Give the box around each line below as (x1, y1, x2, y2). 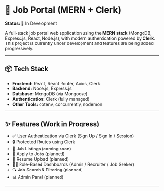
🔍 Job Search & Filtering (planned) (12, 167, 83, 172)
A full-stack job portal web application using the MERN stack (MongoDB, (5, 30, 152, 36)
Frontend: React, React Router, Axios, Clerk (12, 80, 100, 86)
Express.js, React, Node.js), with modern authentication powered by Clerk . (5, 35, 155, 41)
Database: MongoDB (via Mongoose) (12, 90, 88, 97)
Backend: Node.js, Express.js (12, 85, 72, 91)
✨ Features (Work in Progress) (5, 120, 100, 128)
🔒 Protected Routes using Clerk (12, 139, 75, 145)
